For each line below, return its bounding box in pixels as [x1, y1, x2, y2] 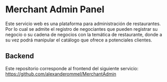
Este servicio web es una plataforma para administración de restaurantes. [5, 20, 161, 27]
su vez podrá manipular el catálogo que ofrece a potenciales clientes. [5, 37, 153, 43]
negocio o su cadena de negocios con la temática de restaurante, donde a [5, 31, 162, 37]
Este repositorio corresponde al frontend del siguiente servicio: [5, 65, 139, 71]
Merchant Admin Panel [5, 4, 105, 15]
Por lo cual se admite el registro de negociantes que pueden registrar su [5, 26, 158, 32]
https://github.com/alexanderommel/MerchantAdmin [5, 71, 117, 77]
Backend [5, 52, 34, 60]
